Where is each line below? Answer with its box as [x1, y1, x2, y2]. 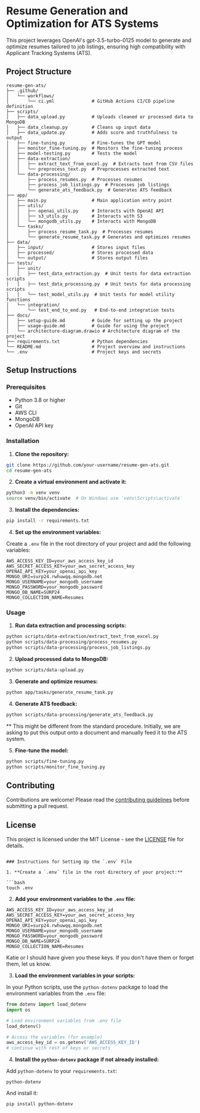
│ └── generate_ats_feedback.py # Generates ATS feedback [6, 187, 172, 193]
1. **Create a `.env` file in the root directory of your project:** [6, 869, 183, 875]
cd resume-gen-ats [6, 468, 52, 474]
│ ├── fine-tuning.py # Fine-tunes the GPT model [6, 140, 162, 146]
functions [6, 297, 31, 303]
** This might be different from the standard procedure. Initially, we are [6, 722, 181, 730]
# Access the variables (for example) [6, 1034, 103, 1040]
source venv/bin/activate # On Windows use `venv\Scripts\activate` [6, 496, 183, 502]
